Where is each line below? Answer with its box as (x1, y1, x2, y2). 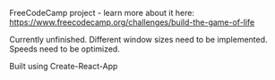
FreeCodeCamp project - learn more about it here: (9, 8, 195, 18)
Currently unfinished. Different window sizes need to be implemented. (9, 35, 268, 44)
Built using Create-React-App (9, 61, 118, 71)
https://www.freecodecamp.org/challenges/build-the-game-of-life (9, 17, 255, 28)
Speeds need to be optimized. (9, 44, 121, 54)
